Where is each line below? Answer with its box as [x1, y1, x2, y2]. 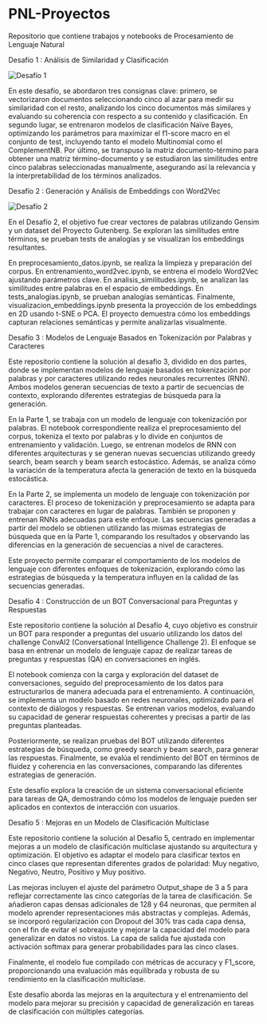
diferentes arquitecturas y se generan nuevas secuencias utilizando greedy [8, 448, 256, 458]
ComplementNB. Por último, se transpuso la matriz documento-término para [8, 145, 259, 155]
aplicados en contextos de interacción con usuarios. [8, 802, 180, 812]
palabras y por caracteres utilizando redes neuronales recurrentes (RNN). [8, 373, 250, 383]
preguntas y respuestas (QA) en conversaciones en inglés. [8, 654, 201, 664]
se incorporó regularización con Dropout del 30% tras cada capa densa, [8, 916, 246, 926]
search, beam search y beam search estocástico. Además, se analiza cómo [8, 456, 257, 467]
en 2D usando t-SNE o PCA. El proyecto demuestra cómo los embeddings [8, 309, 251, 318]
